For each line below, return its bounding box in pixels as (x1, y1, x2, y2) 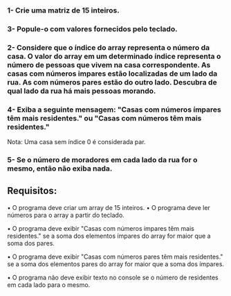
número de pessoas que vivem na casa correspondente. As (7, 60, 211, 69)
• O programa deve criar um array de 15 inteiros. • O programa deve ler (7, 203, 211, 211)
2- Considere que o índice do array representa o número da (7, 42, 210, 52)
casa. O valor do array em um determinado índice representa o (7, 51, 221, 61)
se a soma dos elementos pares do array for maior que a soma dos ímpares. (7, 259, 225, 268)
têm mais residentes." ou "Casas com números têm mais (7, 113, 202, 123)
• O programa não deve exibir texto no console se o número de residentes (7, 273, 219, 281)
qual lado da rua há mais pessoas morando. (7, 86, 156, 96)
